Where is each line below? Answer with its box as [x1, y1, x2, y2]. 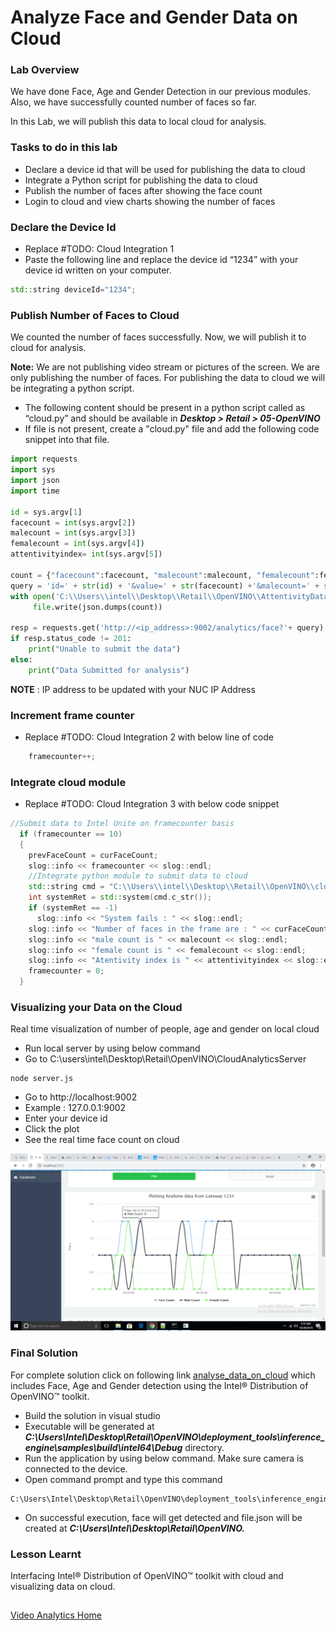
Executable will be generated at [24, 1420, 155, 1432]
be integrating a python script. [10, 382, 135, 395]
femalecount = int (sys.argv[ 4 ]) [10, 539, 145, 549]
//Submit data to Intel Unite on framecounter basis [10, 819, 235, 829]
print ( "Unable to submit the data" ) [28, 644, 182, 654]
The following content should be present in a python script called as [24, 402, 306, 414]
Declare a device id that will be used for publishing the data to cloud [24, 163, 306, 175]
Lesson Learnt [10, 1547, 82, 1561]
